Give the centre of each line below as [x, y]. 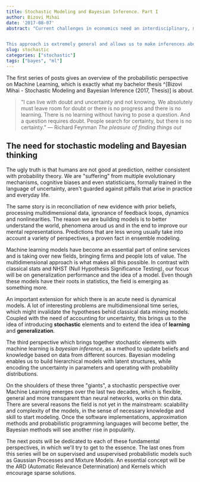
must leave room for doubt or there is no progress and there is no [101, 108]
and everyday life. [28, 195]
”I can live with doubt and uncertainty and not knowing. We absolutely [107, 102]
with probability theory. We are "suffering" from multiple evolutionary [91, 176]
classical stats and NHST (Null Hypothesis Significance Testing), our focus [98, 268]
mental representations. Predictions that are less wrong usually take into [95, 231]
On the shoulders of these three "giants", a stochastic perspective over [93, 385]
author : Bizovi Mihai [33, 17]
